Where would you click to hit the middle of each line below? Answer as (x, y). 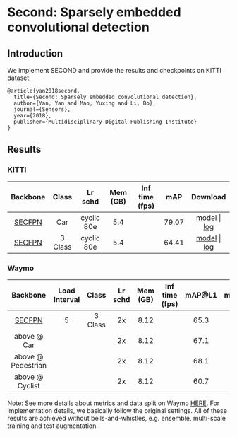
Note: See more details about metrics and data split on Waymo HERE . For (114, 403)
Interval (67, 299)
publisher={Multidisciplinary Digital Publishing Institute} (105, 122)
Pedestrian (29, 365)
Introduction (35, 53)
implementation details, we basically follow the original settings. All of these (117, 410)
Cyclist (29, 385)
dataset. (19, 78)
